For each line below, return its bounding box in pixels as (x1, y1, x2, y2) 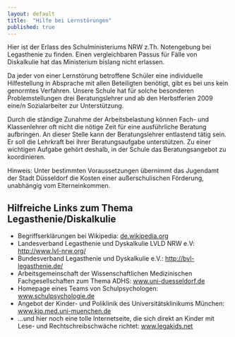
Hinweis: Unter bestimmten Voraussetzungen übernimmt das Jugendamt (7, 167, 219, 175)
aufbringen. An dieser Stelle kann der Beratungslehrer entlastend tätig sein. (7, 130, 227, 138)
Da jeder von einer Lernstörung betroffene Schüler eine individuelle (7, 71, 203, 80)
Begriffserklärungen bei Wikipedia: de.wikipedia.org (17, 232, 169, 240)
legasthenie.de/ (17, 262, 64, 271)
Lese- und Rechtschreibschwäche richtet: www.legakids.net (17, 322, 193, 331)
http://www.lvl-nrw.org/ (17, 247, 86, 255)
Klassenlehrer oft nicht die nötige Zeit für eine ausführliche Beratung (7, 123, 207, 131)
